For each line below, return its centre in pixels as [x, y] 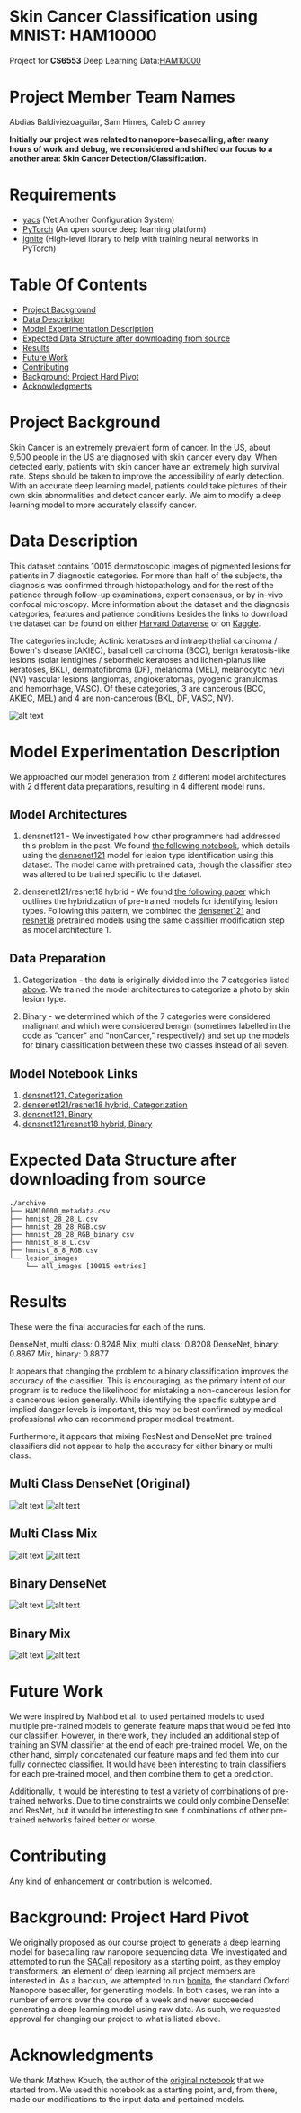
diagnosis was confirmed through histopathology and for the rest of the [142, 585]
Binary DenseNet [58, 1584]
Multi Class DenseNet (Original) [100, 1484]
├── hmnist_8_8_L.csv [50, 1242]
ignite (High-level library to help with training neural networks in [140, 238]
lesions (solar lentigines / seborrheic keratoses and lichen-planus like [138, 659]
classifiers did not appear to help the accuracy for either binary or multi [141, 1446]
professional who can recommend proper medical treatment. [122, 1419]
